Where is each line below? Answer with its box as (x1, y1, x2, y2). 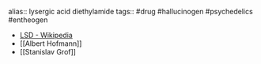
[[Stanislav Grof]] (19, 47, 77, 56)
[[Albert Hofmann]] (19, 39, 82, 48)
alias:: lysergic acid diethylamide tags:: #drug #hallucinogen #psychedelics (8, 7, 253, 16)
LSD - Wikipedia (19, 31, 73, 40)
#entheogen (8, 15, 48, 24)
